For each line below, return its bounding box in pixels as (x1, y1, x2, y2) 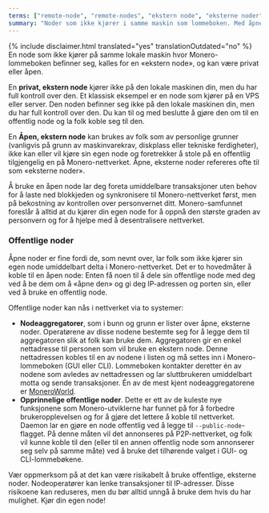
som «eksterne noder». (8, 166, 86, 175)
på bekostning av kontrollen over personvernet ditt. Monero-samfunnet (8, 198, 243, 208)
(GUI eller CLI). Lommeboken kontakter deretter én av (64, 361, 242, 371)
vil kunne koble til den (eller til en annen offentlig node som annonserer (19, 437, 255, 447)
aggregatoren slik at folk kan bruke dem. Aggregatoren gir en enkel (19, 335, 242, 345)
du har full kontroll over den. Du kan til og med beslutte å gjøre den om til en (8, 107, 259, 117)
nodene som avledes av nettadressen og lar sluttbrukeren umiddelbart (19, 369, 252, 379)
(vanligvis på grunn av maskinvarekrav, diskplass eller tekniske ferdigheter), (8, 140, 259, 150)
